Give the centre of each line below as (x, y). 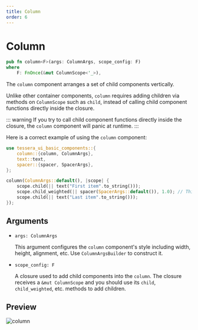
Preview (22, 307)
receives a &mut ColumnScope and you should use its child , (85, 282)
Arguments (27, 221)
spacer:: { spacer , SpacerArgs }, (55, 165)
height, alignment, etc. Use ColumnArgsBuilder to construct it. (89, 253)
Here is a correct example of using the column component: (77, 138)
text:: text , (31, 159)
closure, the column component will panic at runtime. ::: (72, 126)
